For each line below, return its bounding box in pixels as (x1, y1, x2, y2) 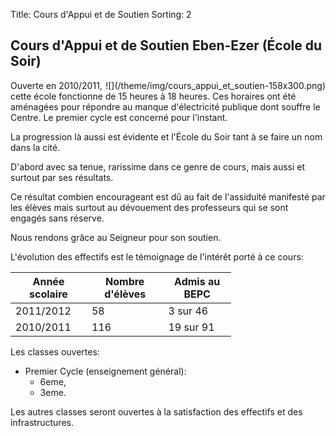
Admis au (174, 274, 221, 288)
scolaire (29, 287, 68, 301)
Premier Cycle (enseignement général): (24, 365, 187, 377)
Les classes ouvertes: (10, 345, 100, 358)
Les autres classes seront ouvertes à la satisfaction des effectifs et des (10, 405, 303, 418)
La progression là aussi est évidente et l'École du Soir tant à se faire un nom (10, 130, 323, 143)
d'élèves (104, 287, 147, 301)
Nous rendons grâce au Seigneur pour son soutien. (10, 231, 222, 243)
